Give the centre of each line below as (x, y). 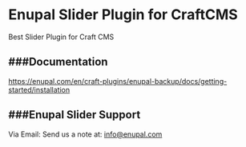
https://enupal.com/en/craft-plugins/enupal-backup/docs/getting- (118, 81)
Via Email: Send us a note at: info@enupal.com (85, 134)
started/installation (39, 89)
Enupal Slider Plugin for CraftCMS (123, 15)
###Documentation (58, 62)
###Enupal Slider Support (75, 115)
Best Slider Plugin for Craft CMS (61, 37)
